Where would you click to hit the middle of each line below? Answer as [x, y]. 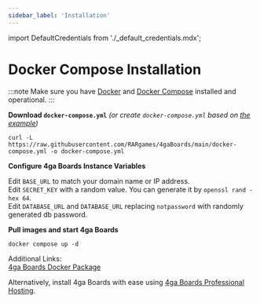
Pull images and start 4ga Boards [64, 229]
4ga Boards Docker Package [55, 267]
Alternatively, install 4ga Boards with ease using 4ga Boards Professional [126, 282]
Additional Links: [35, 258]
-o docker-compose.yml [87, 151]
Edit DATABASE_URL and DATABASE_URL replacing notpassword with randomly [126, 206]
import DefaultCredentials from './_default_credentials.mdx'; [105, 38]
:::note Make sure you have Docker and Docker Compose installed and [123, 91]
